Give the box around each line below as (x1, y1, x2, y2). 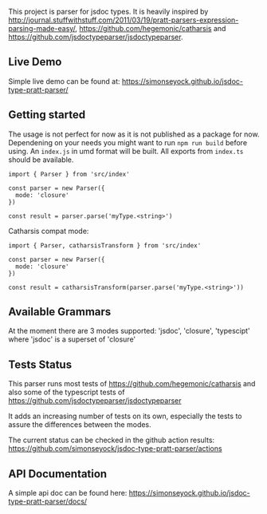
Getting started (8, 108, 86, 122)
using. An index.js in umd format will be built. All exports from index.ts (8, 146, 244, 156)
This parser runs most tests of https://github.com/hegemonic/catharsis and (8, 379, 256, 389)
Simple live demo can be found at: (8, 76, 121, 86)
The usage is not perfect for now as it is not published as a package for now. (8, 129, 260, 139)
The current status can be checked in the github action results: (8, 435, 215, 445)
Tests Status (8, 358, 73, 371)
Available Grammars (8, 305, 112, 318)
